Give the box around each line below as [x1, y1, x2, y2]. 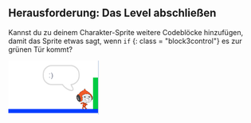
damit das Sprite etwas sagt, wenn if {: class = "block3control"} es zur [8, 36, 242, 46]
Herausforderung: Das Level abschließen [8, 6, 217, 20]
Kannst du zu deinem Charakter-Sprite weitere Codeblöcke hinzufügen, [8, 27, 244, 37]
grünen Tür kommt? [8, 44, 73, 54]
